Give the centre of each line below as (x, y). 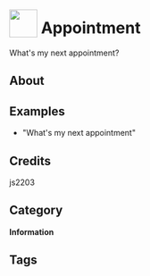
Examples (37, 111)
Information (32, 231)
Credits (30, 161)
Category (36, 210)
